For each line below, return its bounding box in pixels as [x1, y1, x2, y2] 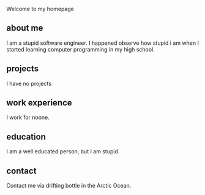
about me [6, 23, 43, 33]
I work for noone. [6, 113, 50, 121]
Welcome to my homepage [6, 6, 75, 12]
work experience [6, 97, 72, 108]
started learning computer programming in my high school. [6, 45, 155, 53]
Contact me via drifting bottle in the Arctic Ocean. [6, 182, 132, 189]
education [6, 131, 46, 142]
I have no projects [6, 80, 52, 87]
